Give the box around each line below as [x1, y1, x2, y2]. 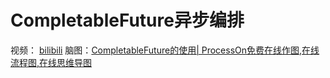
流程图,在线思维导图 [10, 56, 93, 68]
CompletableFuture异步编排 [10, 9, 245, 32]
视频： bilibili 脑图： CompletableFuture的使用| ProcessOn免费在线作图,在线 [10, 44, 320, 56]
